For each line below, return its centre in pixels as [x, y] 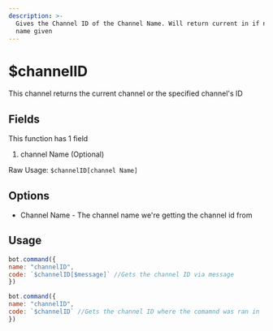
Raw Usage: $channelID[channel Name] [73, 170]
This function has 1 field [48, 139]
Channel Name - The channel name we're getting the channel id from [136, 215]
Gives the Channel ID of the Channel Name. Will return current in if [138, 24]
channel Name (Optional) [62, 154]
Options [29, 196]
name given [34, 31]
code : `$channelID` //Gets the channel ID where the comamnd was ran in [134, 312]
